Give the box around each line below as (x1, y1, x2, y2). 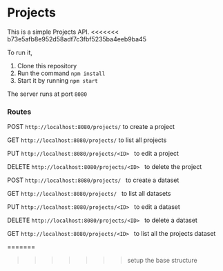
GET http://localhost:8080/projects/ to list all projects (7, 136, 167, 144)
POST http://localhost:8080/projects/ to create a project (7, 123, 175, 131)
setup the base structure (127, 257, 198, 265)
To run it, (7, 48, 33, 57)
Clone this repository (17, 61, 77, 70)
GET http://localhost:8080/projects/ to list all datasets (7, 190, 171, 198)
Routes (7, 107, 32, 117)
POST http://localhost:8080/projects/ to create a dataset (7, 176, 180, 184)
